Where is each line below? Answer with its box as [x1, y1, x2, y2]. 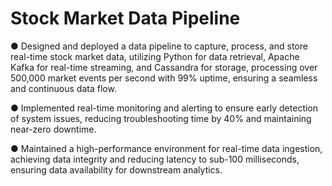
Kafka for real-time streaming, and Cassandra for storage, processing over [10, 61, 318, 73]
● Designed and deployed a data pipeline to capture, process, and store [10, 40, 308, 52]
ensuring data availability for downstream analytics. [10, 163, 223, 176]
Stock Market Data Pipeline [10, 7, 241, 30]
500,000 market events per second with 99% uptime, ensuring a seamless [10, 72, 318, 84]
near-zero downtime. [10, 123, 97, 135]
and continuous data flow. [10, 82, 117, 94]
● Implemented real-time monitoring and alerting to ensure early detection [10, 102, 319, 114]
